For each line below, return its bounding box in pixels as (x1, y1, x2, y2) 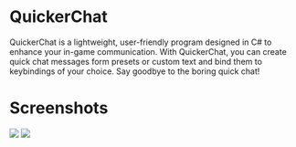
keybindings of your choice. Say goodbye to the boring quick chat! (9, 66, 260, 77)
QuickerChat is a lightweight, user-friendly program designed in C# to (9, 37, 272, 47)
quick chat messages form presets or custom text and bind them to (9, 56, 263, 67)
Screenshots (9, 98, 109, 119)
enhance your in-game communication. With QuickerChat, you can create (9, 46, 288, 57)
